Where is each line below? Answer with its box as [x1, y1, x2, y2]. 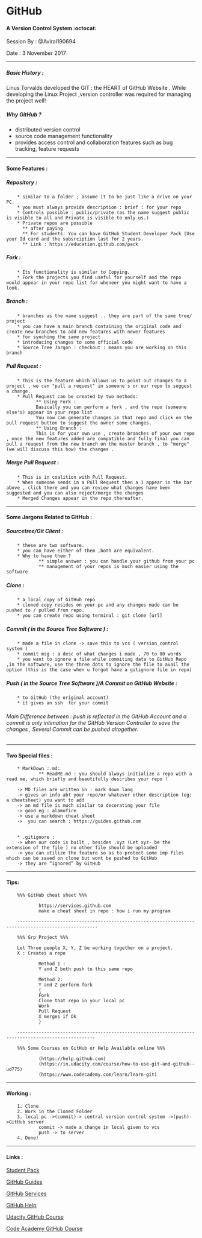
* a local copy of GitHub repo [17, 597, 96, 603]
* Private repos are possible [17, 220, 93, 226]
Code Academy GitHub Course [6, 1225, 83, 1233]
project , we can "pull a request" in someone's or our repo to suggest [6, 383, 192, 389]
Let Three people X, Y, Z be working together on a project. [17, 945, 173, 951]
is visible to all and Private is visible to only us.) [6, 215, 149, 221]
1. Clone [17, 1104, 39, 1110]
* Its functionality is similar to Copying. [17, 269, 130, 275]
